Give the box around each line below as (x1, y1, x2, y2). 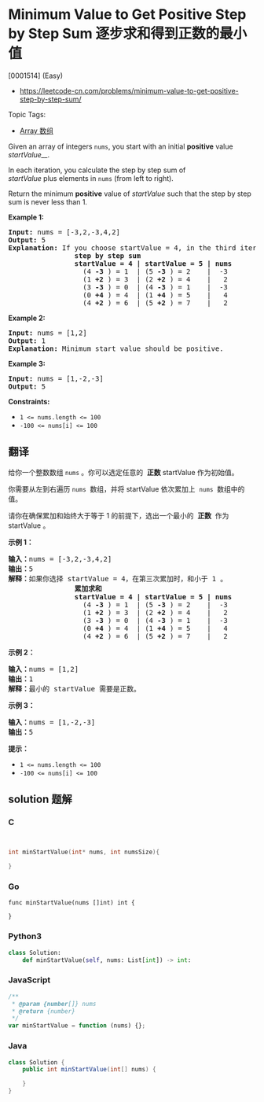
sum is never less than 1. (8, 197, 88, 206)
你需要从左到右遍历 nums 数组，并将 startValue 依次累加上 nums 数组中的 (8, 484, 245, 493)
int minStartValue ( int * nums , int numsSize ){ (8, 848, 159, 857)
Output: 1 (8, 336, 46, 345)
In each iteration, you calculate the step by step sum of (8, 165, 186, 175)
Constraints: (8, 396, 50, 406)
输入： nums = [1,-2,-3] (8, 717, 96, 727)
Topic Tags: (8, 109, 46, 119)
